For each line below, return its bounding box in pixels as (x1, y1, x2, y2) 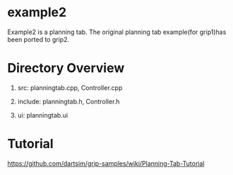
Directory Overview (7, 60, 125, 77)
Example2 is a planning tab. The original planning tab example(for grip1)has (7, 28, 227, 36)
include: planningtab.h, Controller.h (17, 97, 120, 106)
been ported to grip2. (7, 35, 69, 43)
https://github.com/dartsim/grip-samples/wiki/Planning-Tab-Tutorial (7, 159, 205, 167)
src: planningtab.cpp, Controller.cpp (17, 83, 123, 92)
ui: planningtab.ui (17, 111, 68, 119)
